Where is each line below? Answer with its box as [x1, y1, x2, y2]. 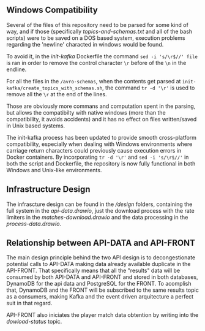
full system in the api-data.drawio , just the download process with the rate [6, 207, 195, 214]
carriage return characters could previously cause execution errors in [6, 146, 182, 154]
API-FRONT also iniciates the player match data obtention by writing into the [6, 311, 199, 319]
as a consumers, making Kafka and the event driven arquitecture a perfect [6, 293, 194, 300]
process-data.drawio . [6, 220, 62, 227]
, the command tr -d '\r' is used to [102, 84, 195, 91]
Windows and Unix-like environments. [6, 166, 102, 173]
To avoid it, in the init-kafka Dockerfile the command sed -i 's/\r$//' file [6, 52, 198, 60]
